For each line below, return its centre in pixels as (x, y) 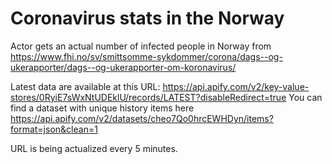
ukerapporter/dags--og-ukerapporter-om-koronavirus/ (123, 67)
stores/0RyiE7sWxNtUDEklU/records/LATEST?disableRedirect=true (148, 97)
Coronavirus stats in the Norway (147, 18)
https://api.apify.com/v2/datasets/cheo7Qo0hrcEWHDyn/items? (142, 118)
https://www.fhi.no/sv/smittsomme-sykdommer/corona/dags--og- (146, 56)
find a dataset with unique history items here (102, 108)
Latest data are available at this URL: (85, 86)
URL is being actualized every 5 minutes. (94, 148)
